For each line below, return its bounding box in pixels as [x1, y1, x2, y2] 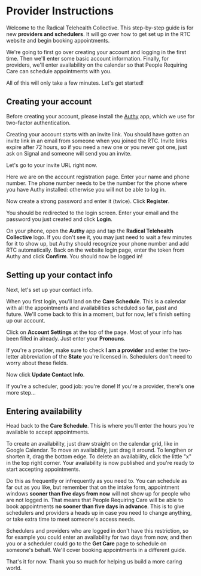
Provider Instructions [6, 4, 114, 18]
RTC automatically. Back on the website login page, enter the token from [6, 246, 185, 253]
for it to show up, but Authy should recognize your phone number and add [6, 240, 190, 247]
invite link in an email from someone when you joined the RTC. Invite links [6, 137, 187, 144]
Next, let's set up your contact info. [6, 286, 93, 293]
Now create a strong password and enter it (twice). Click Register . [6, 197, 170, 205]
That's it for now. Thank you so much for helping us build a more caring [6, 558, 182, 565]
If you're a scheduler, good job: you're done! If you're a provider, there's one [6, 383, 194, 390]
